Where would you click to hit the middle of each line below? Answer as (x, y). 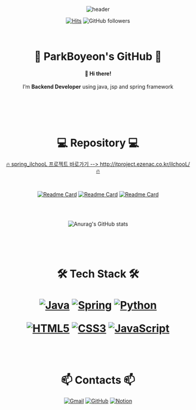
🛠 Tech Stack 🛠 (98, 274)
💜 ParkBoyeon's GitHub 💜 (98, 57)
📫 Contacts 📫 (98, 380)
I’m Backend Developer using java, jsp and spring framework (98, 87)
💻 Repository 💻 (98, 143)
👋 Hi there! (98, 73)
